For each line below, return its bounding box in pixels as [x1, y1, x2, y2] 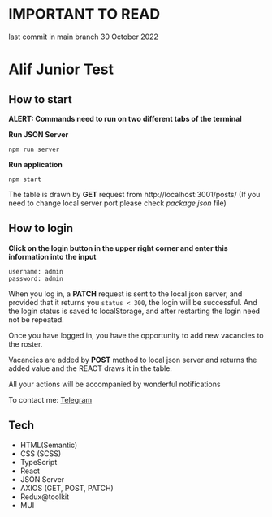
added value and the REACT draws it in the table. [8, 363, 173, 373]
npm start [8, 175, 42, 183]
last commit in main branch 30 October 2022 [8, 32, 158, 41]
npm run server [8, 145, 60, 153]
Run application [8, 159, 63, 169]
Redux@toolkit [19, 492, 70, 502]
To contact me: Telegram [8, 394, 93, 404]
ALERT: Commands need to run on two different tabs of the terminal [8, 114, 242, 123]
